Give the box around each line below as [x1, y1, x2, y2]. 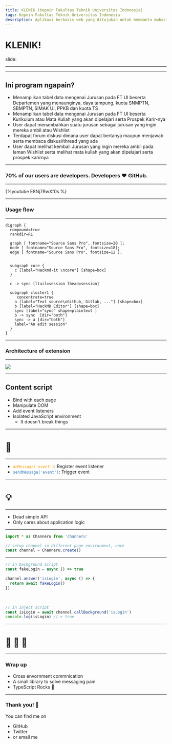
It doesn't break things [20, 418, 68, 424]
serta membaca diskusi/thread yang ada [12, 138, 98, 144]
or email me [12, 734, 38, 740]
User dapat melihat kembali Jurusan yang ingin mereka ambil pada [12, 143, 154, 150]
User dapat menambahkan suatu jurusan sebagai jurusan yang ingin [12, 122, 157, 128]
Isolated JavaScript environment [12, 413, 81, 419]
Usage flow [5, 206, 34, 213]
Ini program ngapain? [5, 81, 75, 89]
